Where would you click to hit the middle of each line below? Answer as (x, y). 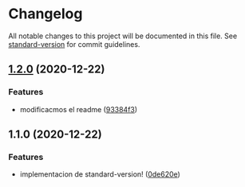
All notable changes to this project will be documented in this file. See (123, 36)
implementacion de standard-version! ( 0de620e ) (100, 174)
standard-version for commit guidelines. (74, 44)
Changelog (45, 14)
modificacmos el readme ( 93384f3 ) (79, 109)
